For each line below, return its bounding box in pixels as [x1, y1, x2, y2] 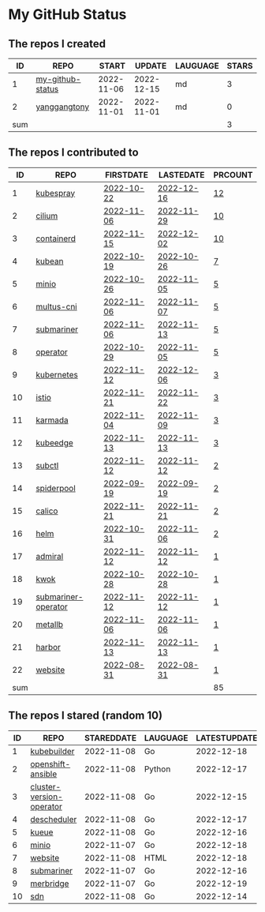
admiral [35, 550, 64, 561]
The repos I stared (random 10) [8, 709, 163, 722]
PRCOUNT [213, 169, 253, 180]
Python [144, 764, 171, 775]
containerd [35, 233, 77, 244]
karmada [35, 415, 69, 426]
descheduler [30, 813, 77, 824]
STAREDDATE [84, 732, 136, 743]
